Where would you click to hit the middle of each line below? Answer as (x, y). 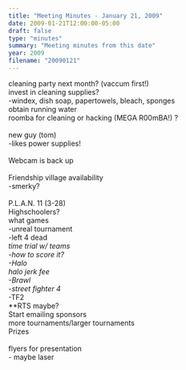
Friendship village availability (56, 177)
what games (29, 220)
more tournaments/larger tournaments (71, 323)
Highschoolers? (34, 212)
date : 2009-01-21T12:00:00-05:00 (64, 23)
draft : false (30, 31)
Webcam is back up (41, 160)
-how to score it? (36, 254)
